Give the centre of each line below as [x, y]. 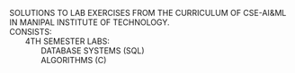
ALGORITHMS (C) [74, 60]
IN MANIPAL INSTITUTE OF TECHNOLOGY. [89, 22]
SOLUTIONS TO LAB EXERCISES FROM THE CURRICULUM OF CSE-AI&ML [148, 13]
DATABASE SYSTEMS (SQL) [93, 51]
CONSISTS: [31, 32]
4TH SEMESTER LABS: [67, 41]
